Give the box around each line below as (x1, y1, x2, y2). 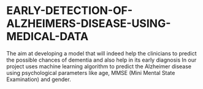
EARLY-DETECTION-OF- (6, 4, 133, 18)
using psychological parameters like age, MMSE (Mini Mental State (6, 69, 175, 76)
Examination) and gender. (6, 76, 72, 83)
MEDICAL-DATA (6, 30, 89, 43)
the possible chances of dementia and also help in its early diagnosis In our (6, 56, 197, 63)
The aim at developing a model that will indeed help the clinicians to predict (6, 49, 197, 57)
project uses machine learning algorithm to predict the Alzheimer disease (6, 62, 192, 70)
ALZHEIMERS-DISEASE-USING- (6, 16, 171, 30)
